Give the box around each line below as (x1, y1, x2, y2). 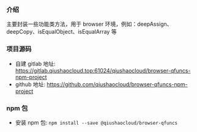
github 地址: (15, 81, 46, 88)
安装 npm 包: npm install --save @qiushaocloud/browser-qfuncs (15, 119, 178, 126)
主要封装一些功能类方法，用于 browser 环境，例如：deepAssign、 (6, 20, 173, 28)
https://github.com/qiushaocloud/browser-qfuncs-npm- (46, 81, 188, 88)
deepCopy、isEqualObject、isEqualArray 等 (6, 28, 117, 35)
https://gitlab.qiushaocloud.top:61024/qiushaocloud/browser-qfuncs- (15, 67, 191, 74)
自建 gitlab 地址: (15, 60, 56, 67)
